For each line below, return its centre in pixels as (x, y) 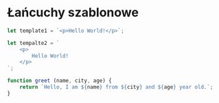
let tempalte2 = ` (33, 43)
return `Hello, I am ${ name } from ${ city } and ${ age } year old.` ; (116, 87)
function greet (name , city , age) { (59, 81)
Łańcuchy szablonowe (73, 13)
